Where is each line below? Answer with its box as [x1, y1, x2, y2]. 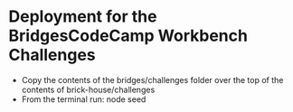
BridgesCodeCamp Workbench [8, 25, 248, 46]
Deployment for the [8, 6, 157, 27]
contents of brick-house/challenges [21, 84, 156, 95]
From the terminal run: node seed [21, 93, 146, 105]
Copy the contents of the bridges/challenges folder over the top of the [21, 74, 284, 85]
